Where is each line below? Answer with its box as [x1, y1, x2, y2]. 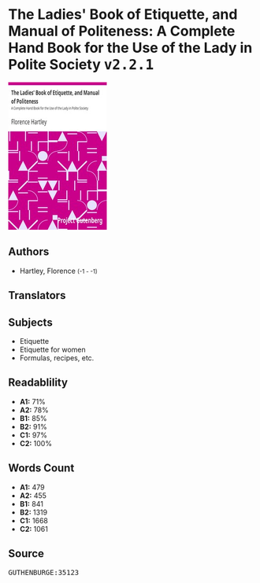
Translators [8, 289, 66, 302]
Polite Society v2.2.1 [8, 56, 154, 74]
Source [8, 547, 45, 560]
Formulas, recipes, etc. [19, 352, 95, 363]
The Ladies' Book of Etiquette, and [8, 6, 238, 24]
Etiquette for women [19, 345, 86, 354]
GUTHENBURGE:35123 [8, 568, 80, 577]
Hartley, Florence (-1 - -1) [19, 266, 98, 275]
